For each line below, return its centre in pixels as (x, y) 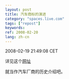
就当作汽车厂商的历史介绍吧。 (35, 71)
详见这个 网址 (18, 61)
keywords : (15, 28)
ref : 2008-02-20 (22, 32)
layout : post (18, 10)
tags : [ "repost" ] (23, 23)
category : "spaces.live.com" (35, 19)
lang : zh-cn (17, 37)
